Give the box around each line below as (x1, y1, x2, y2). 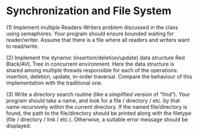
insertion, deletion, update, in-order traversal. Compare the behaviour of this (6, 73, 193, 80)
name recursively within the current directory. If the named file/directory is (6, 103, 187, 110)
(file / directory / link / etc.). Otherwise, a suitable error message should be (6, 115, 188, 123)
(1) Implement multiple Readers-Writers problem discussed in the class (6, 24, 178, 31)
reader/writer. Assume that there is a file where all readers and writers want (6, 36, 190, 43)
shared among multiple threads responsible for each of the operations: (6, 66, 178, 73)
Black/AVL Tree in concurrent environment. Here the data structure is (6, 60, 174, 67)
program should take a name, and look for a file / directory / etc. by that (6, 97, 180, 104)
